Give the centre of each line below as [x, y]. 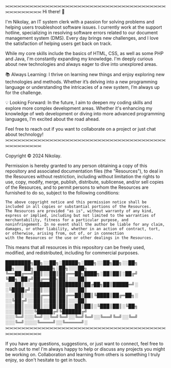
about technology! [24, 134]
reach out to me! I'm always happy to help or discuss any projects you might [85, 349]
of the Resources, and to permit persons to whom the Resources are [77, 187]
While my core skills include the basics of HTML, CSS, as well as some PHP [84, 53]
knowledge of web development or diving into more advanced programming [85, 114]
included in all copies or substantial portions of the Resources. [78, 207]
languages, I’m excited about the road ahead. [53, 119]
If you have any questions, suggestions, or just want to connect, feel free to [84, 344]
